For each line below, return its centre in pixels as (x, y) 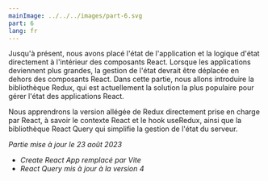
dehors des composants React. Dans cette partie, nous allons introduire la (131, 79)
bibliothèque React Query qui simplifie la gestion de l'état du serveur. (123, 129)
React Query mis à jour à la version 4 (82, 169)
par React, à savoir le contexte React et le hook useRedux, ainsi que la (125, 121)
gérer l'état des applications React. (67, 97)
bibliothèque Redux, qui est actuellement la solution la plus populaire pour (131, 88)
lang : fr (23, 31)
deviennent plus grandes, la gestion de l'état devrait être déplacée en (124, 71)
